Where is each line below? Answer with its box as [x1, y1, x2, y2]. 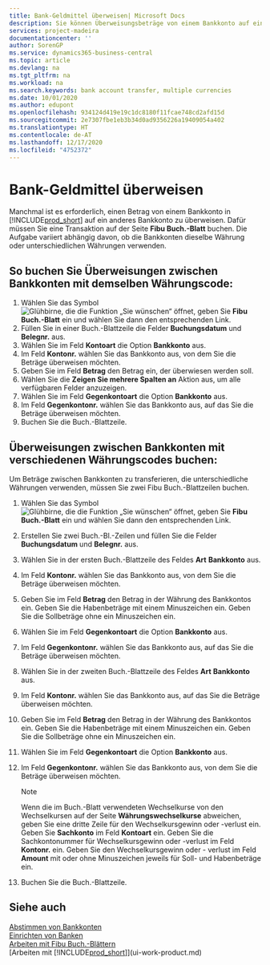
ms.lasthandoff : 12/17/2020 [9, 138, 103, 147]
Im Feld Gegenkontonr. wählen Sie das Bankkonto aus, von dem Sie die [20, 762, 258, 772]
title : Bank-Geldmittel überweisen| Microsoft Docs [9, 11, 185, 20]
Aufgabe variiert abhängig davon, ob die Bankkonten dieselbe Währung [9, 232, 245, 242]
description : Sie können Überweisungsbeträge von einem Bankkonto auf [9, 19, 250, 27]
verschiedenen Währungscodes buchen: [9, 453, 218, 466]
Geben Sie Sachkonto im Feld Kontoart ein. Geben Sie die [20, 827, 214, 838]
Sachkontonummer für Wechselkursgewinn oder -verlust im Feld [20, 836, 235, 846]
